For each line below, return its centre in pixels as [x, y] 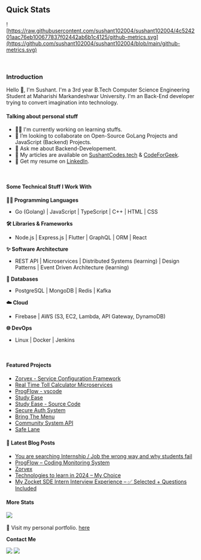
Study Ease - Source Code [48, 404]
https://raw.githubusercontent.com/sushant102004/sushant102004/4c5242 [101, 31]
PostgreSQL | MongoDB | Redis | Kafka [63, 290]
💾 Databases [22, 279]
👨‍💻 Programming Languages [42, 200]
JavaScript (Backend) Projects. [53, 142]
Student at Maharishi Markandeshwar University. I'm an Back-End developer [100, 96]
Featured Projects [29, 365]
